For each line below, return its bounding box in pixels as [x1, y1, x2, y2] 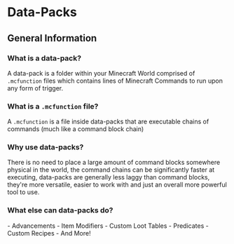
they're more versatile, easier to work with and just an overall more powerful [7, 180, 228, 189]
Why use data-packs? [7, 142, 84, 152]
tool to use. [7, 188, 40, 196]
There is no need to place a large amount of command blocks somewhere [7, 158, 221, 167]
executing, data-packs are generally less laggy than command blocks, [7, 173, 210, 182]
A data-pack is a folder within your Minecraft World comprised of [7, 69, 195, 77]
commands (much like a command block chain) [7, 125, 144, 133]
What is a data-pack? [7, 53, 82, 63]
